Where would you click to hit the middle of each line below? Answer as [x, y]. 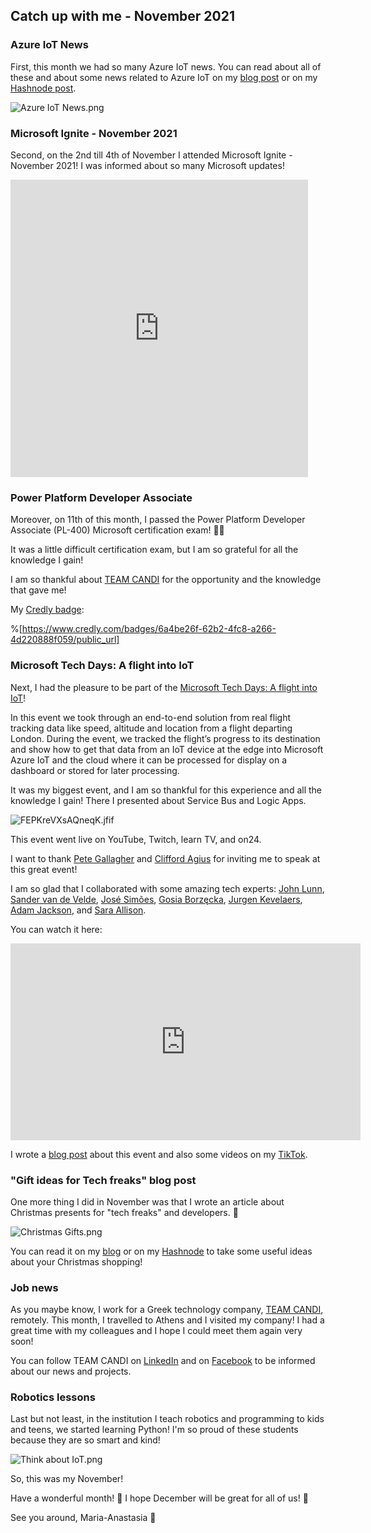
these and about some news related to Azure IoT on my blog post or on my [164, 77]
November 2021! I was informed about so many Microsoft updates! [147, 165]
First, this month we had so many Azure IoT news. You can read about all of [166, 66]
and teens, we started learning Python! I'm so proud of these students [154, 1430]
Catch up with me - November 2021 [123, 16]
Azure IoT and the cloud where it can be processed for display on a [149, 760]
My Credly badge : [47, 610]
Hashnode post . [43, 88]
